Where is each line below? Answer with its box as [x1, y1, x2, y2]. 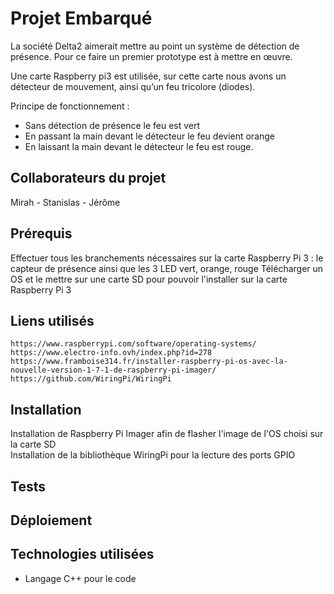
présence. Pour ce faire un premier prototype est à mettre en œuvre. [10, 50, 293, 62]
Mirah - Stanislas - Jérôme [10, 196, 121, 208]
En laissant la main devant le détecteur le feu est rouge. [24, 140, 254, 152]
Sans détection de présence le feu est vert [24, 119, 201, 131]
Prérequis [10, 225, 73, 242]
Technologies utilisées [10, 546, 155, 563]
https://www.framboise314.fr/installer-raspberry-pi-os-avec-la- [10, 357, 288, 367]
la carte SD [10, 438, 57, 451]
